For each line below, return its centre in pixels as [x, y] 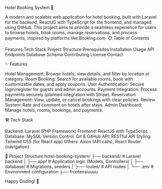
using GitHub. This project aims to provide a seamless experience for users [81, 27]
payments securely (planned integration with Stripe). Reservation [70, 94]
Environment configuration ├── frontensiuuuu [51, 172]
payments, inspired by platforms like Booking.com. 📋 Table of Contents [77, 38]
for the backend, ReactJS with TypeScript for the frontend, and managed [78, 22]
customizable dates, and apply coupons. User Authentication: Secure [75, 84]
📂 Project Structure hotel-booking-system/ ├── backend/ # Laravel [73, 156]
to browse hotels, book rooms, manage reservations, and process [71, 32]
